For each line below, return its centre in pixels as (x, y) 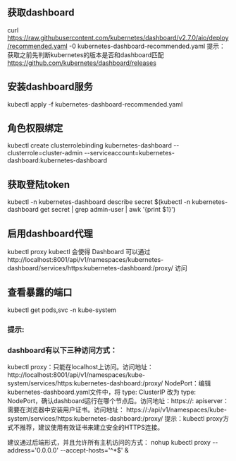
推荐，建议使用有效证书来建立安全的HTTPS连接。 (92, 427)
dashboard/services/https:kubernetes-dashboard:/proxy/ (91, 268)
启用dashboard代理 (50, 233)
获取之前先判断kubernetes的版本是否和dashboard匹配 (86, 54)
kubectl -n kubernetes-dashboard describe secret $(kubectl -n (99, 202)
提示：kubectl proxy (194, 419)
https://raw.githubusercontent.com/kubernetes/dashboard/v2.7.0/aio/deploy (118, 37)
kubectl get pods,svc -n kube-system (62, 310)
